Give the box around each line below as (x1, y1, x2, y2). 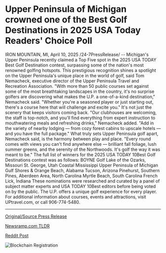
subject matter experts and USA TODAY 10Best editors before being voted (5, 183, 156, 189)
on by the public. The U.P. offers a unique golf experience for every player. (5, 189, 157, 194)
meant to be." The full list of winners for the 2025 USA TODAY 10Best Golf (5, 151, 156, 157)
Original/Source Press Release (5, 213, 67, 219)
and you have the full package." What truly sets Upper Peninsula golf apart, (5, 130, 159, 136)
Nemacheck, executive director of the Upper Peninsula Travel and (5, 78, 139, 84)
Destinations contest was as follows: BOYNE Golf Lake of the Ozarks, (5, 157, 146, 163)
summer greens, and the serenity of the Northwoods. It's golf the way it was (5, 146, 161, 152)
